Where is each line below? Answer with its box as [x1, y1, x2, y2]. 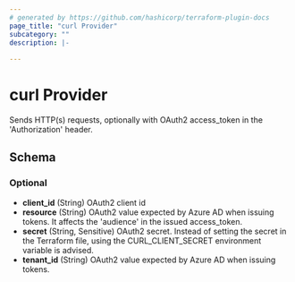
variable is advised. [21, 244, 94, 255]
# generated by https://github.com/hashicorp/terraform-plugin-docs [9, 13, 270, 22]
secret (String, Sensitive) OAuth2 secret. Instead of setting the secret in [21, 226, 287, 236]
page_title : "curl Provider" [9, 21, 118, 30]
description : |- [9, 38, 70, 47]
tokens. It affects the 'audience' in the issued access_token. [21, 216, 243, 226]
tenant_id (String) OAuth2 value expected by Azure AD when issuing [21, 254, 276, 265]
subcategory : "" [9, 30, 70, 38]
